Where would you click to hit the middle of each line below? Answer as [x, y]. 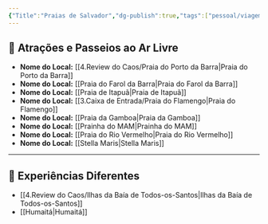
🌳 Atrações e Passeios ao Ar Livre [93, 48]
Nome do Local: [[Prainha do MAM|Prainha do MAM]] [108, 126]
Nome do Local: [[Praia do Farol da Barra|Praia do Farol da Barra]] [129, 84]
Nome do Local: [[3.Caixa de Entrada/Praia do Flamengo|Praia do [128, 101]
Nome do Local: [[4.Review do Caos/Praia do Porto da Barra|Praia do [134, 67]
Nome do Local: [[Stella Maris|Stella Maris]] [92, 143]
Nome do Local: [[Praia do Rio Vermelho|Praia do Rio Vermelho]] [126, 135]
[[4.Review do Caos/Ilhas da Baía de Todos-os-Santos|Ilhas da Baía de [136, 195]
